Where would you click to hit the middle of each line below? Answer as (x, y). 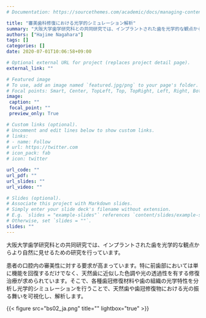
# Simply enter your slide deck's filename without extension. (89, 210)
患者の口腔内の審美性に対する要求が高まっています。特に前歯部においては (100, 265)
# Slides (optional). (34, 198)
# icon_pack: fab (29, 153)
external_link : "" (30, 68)
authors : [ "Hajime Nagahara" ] (45, 34)
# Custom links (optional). (42, 124)
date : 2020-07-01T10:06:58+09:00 (49, 52)
